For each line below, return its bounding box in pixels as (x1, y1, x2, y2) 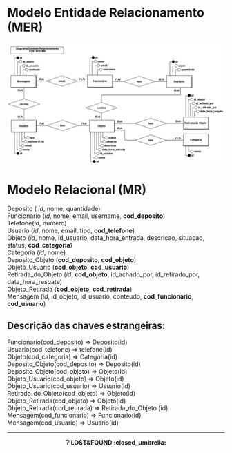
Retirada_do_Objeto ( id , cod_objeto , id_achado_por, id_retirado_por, (7, 270, 200, 279)
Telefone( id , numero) (7, 219, 67, 228)
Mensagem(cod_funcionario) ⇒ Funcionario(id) (7, 412, 142, 420)
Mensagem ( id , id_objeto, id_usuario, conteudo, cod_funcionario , (7, 292, 194, 301)
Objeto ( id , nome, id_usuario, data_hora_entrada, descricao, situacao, (7, 234, 205, 242)
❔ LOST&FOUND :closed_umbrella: (65, 439, 167, 447)
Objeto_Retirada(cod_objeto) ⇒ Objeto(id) (7, 396, 126, 405)
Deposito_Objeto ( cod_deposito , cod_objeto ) (7, 256, 137, 264)
